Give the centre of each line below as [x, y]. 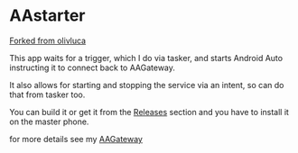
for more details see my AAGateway [76, 139]
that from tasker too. [47, 94]
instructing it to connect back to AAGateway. [93, 67]
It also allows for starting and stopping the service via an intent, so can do [147, 85]
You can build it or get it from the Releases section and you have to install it [149, 112]
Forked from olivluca [48, 40]
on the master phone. [49, 121]
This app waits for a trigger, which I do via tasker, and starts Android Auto [146, 58]
